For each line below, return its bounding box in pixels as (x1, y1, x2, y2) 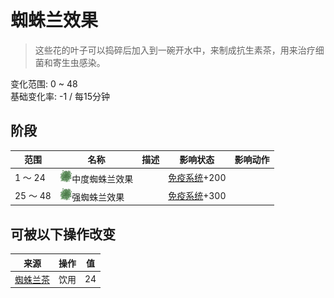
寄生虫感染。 (52, 56, 106, 68)
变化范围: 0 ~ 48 (10, 77, 78, 90)
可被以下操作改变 (10, 226, 116, 243)
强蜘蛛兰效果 (71, 191, 125, 203)
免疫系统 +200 (168, 171, 227, 183)
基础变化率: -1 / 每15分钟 (10, 90, 111, 102)
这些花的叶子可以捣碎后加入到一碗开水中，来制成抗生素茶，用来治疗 (34, 44, 316, 56)
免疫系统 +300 (168, 189, 227, 201)
